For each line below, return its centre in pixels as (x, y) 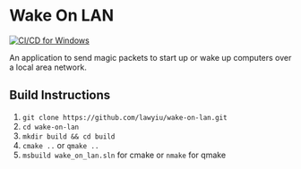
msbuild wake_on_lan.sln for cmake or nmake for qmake (124, 155)
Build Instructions (60, 95)
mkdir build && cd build (69, 136)
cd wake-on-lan (51, 127)
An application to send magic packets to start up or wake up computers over (150, 57)
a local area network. (48, 67)
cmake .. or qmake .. (60, 145)
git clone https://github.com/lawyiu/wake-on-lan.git (125, 117)
